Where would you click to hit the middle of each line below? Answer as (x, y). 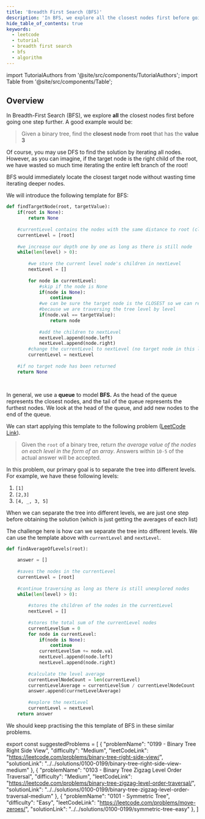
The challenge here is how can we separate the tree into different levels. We (102, 531)
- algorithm (27, 58)
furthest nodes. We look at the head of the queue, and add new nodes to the (103, 408)
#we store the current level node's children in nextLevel (105, 264)
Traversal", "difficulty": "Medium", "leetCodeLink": (69, 776)
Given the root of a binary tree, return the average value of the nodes (109, 445)
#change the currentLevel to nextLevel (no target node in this (112, 349)
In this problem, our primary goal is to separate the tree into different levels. (101, 470)
